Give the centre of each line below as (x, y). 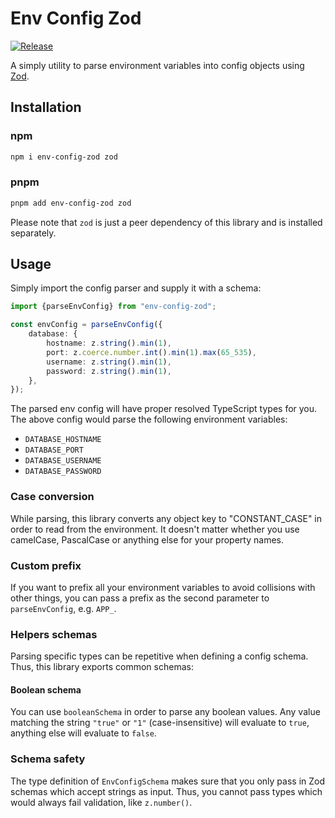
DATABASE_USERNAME (63, 461)
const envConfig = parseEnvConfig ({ (86, 325)
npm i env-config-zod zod (64, 157)
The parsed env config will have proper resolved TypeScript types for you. (164, 409)
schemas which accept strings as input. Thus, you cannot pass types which (166, 791)
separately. (33, 233)
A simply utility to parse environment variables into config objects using (157, 65)
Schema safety (48, 759)
